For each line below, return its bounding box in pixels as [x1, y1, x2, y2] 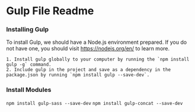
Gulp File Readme [6, 4, 94, 18]
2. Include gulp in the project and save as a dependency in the [6, 67, 171, 73]
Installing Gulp [6, 25, 49, 34]
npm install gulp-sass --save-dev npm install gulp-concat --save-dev [6, 100, 183, 106]
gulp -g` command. [6, 62, 52, 68]
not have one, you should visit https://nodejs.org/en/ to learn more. [6, 45, 170, 52]
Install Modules [6, 86, 52, 94]
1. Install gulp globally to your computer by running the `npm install [6, 56, 190, 63]
